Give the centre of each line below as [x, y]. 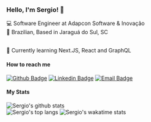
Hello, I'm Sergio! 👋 [35, 10]
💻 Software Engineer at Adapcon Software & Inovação [76, 23]
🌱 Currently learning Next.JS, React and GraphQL [69, 51]
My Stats [18, 92]
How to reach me [29, 64]
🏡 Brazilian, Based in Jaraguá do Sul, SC [57, 32]
